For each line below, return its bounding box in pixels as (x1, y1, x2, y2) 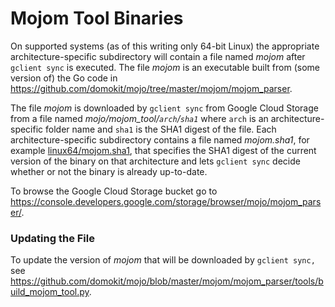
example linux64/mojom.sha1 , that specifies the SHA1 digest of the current (10, 144, 317, 156)
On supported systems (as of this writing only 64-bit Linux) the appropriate (10, 40, 320, 52)
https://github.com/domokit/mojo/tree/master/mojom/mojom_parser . (10, 82, 293, 94)
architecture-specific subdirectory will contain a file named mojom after (10, 50, 306, 62)
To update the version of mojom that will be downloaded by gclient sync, (10, 254, 316, 266)
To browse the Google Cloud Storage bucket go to (10, 185, 218, 197)
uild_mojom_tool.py (10, 286, 90, 298)
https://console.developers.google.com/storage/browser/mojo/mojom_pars (10, 195, 322, 207)
